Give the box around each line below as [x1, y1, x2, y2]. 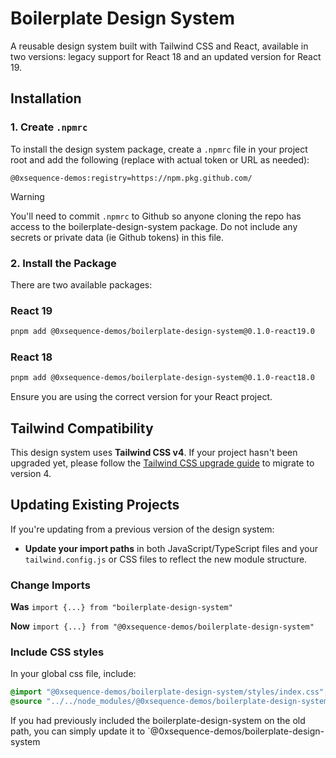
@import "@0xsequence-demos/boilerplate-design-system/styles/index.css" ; [10, 687, 329, 697]
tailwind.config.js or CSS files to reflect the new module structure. [24, 553, 308, 565]
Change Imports [10, 578, 91, 592]
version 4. [10, 468, 52, 480]
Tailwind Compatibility [10, 420, 154, 437]
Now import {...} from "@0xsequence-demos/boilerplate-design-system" [10, 620, 315, 632]
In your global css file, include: [10, 668, 137, 680]
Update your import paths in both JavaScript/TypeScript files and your [24, 542, 319, 554]
